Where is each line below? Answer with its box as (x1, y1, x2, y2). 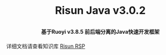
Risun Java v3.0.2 (54, 4, 146, 17)
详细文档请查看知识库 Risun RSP (6, 43, 85, 50)
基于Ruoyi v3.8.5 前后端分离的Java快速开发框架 (41, 28, 160, 35)
